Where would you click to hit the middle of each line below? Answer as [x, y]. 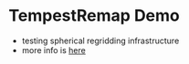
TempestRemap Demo [94, 16]
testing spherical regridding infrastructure [100, 41]
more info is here [53, 50]
